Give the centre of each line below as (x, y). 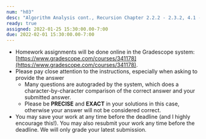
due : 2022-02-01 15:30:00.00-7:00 (51, 35)
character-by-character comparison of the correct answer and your (110, 91)
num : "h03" (20, 12)
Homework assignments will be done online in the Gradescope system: (105, 52)
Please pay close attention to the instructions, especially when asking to (106, 71)
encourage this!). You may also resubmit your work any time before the (105, 123)
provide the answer (40, 78)
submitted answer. (48, 98)
